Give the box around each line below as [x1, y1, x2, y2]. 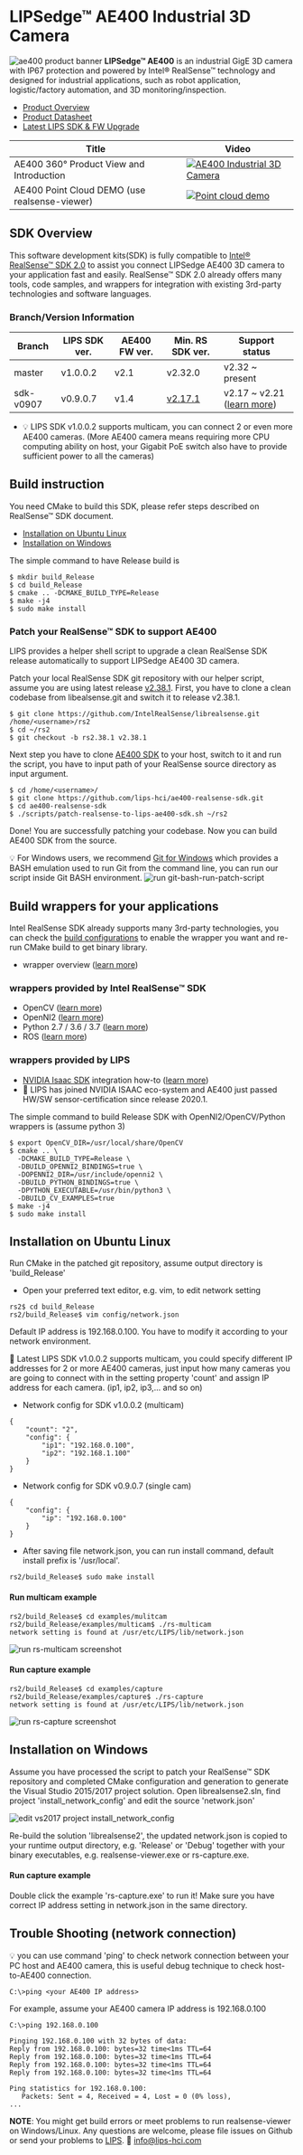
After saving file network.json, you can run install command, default [22, 1545, 274, 1556]
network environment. [9, 1336, 92, 1347]
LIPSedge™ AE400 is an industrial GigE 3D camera [104, 55, 293, 66]
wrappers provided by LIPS [9, 1054, 131, 1066]
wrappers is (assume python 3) [9, 1120, 126, 1131]
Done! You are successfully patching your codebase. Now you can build [9, 826, 278, 836]
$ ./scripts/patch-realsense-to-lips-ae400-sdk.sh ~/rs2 [9, 809, 228, 819]
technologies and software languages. [9, 288, 151, 299]
